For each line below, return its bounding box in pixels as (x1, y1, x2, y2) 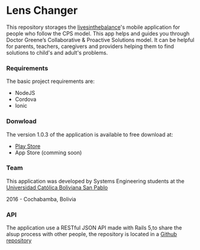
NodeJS (14, 90, 35, 97)
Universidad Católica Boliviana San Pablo (6, 184, 108, 191)
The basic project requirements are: (6, 78, 95, 85)
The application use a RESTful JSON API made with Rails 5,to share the (6, 224, 182, 231)
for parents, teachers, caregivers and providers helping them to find (6, 43, 174, 50)
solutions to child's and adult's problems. (6, 49, 108, 56)
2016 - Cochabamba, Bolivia (6, 195, 76, 203)
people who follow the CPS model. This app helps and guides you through (6, 29, 190, 37)
